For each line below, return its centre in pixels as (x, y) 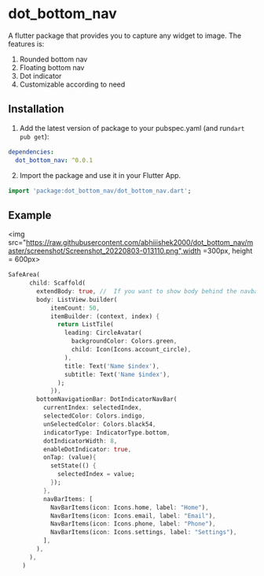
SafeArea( (24, 275)
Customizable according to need (72, 84)
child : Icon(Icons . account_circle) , (131, 350)
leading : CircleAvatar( (103, 333)
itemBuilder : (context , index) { (104, 316)
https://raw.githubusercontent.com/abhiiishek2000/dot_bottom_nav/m (140, 243)
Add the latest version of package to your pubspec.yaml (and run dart (132, 128)
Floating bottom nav (52, 67)
